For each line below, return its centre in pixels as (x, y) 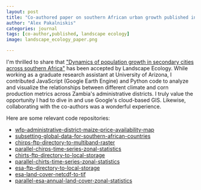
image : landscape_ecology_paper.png (52, 40)
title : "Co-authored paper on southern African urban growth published (97, 17)
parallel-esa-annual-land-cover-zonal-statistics (74, 181)
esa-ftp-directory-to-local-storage (57, 168)
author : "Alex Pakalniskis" (41, 23)
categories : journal (32, 28)
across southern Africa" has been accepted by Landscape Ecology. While (97, 68)
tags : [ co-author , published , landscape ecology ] (68, 34)
